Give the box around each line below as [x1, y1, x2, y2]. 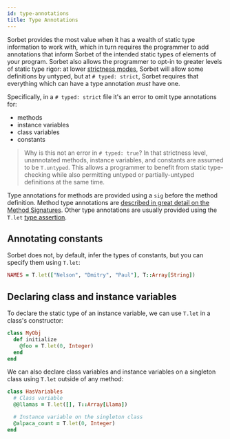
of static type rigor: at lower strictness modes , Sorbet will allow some [7, 65, 204, 73]
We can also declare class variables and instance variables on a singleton [7, 367, 216, 376]
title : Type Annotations [7, 17, 79, 23]
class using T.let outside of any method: [7, 375, 124, 383]
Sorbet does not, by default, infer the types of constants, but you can [7, 251, 204, 259]
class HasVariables [7, 388, 63, 396]
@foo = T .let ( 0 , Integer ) [19, 342, 94, 350]
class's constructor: [7, 317, 63, 324]
